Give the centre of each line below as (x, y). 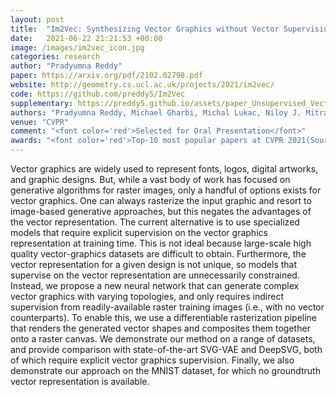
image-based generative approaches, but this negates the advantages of (161, 211)
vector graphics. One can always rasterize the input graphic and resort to (161, 200)
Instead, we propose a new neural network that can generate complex (155, 285)
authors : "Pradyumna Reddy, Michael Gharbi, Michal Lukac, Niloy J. (156, 112)
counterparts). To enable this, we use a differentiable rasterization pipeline (164, 317)
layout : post (37, 19)
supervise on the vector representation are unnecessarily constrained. (155, 275)
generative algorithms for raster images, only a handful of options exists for (166, 190)
